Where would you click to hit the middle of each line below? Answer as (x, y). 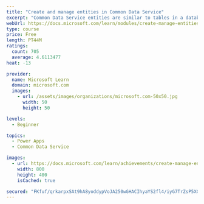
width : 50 (35, 102)
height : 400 (32, 175)
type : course (23, 29)
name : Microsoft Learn (40, 80)
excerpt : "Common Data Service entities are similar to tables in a (95, 18)
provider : (19, 74)
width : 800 (31, 169)
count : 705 (25, 52)
